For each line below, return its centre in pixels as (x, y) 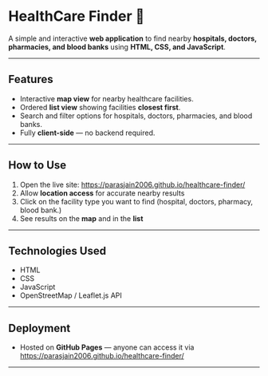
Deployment (39, 328)
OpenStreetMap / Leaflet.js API (71, 295)
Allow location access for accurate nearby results (102, 193)
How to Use (37, 166)
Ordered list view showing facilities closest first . (100, 107)
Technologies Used (57, 251)
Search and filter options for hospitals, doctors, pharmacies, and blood (136, 116)
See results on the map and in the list (81, 218)
